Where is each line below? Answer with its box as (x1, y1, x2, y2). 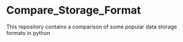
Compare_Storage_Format (6, 4, 141, 17)
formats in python (6, 29, 51, 36)
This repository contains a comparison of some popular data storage (6, 23, 178, 30)
